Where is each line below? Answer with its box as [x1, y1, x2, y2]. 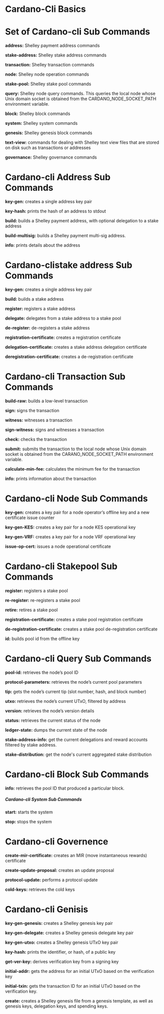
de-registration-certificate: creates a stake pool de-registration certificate [5, 626, 158, 632]
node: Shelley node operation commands [5, 71, 90, 77]
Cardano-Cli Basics [5, 3, 86, 15]
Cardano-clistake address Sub [5, 260, 132, 271]
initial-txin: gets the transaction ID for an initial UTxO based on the [5, 983, 140, 989]
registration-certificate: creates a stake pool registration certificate [5, 616, 143, 622]
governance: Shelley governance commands [5, 155, 97, 160]
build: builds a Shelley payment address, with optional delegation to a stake [5, 218, 159, 224]
